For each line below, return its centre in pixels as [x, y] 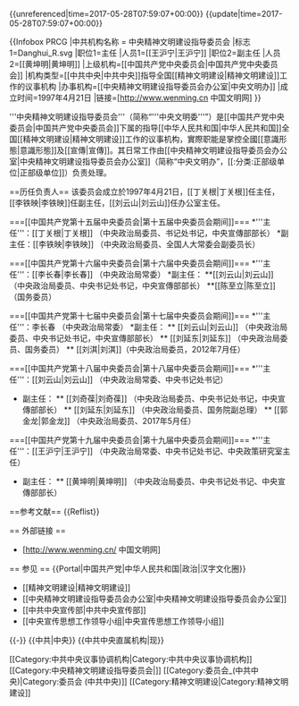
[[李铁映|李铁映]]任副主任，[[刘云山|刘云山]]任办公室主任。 [117, 203]
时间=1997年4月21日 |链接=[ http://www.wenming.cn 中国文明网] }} [139, 98]
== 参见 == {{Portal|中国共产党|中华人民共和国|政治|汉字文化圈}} [128, 569]
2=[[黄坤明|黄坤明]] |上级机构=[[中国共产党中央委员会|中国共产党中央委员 [144, 64]
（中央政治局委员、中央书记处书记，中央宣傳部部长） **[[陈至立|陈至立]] [143, 285]
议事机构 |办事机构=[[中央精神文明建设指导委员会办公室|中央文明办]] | [153, 86]
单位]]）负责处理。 [77, 173]
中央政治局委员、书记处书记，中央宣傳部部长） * [191, 233]
